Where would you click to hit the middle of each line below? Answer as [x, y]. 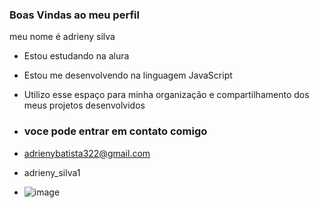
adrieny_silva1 [52, 172]
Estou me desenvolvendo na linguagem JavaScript [128, 75]
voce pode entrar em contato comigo [115, 131]
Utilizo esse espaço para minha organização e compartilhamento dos [166, 95]
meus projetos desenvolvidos [84, 105]
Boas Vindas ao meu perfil [74, 15]
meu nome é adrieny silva [62, 37]
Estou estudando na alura [76, 56]
